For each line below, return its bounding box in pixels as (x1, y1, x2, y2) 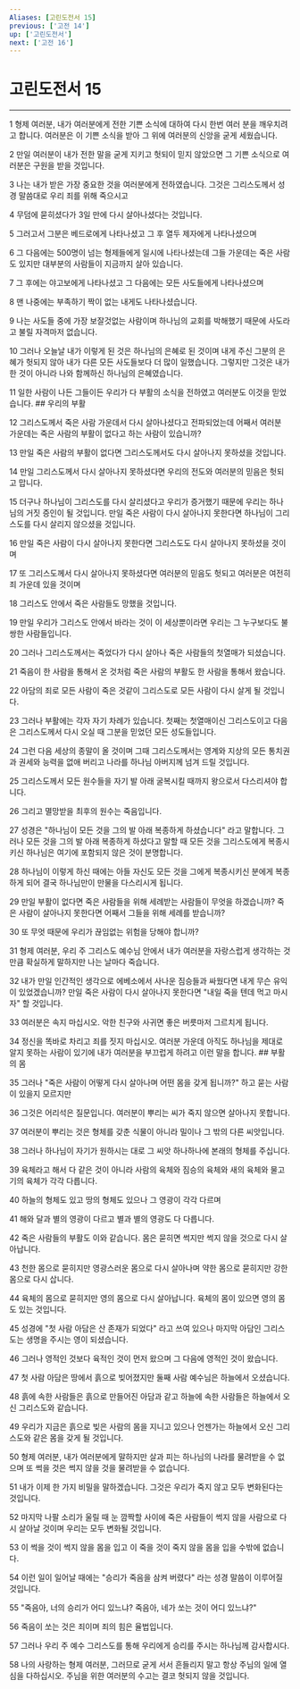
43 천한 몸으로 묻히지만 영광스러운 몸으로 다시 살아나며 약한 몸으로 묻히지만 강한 (9, 1263, 288, 1273)
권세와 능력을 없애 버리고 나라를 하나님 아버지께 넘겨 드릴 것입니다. (18, 757, 250, 768)
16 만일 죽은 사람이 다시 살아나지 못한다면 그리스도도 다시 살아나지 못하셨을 (9, 538, 270, 549)
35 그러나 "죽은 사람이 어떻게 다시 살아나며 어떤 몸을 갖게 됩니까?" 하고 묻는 (9, 1078, 272, 1088)
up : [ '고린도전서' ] (9, 29, 73, 38)
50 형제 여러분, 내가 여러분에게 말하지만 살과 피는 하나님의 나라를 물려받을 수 (9, 1451, 276, 1462)
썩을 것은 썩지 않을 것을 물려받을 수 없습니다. (35, 1463, 190, 1474)
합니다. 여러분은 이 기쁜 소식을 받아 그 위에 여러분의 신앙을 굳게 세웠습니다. (18, 130, 279, 141)
